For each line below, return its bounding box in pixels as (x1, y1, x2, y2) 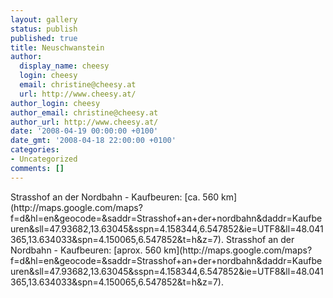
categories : (10, 145, 60, 155)
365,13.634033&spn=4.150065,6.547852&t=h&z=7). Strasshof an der (10, 233, 295, 245)
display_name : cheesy (19, 61, 110, 71)
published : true (10, 33, 78, 43)
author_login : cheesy (10, 98, 101, 108)
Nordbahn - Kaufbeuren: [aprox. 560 (10, 244, 162, 256)
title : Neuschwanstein (10, 42, 105, 53)
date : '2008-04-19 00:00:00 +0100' (10, 126, 159, 136)
